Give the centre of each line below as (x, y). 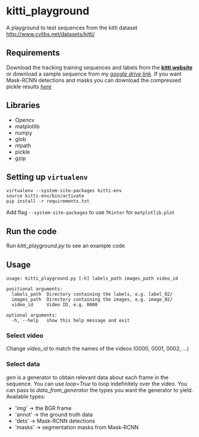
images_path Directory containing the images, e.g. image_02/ (92, 300)
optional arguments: (32, 315)
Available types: (26, 396)
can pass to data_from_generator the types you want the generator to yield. (100, 390)
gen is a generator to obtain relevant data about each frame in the (88, 377)
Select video (25, 336)
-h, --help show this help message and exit (71, 321)
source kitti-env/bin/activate (45, 196)
